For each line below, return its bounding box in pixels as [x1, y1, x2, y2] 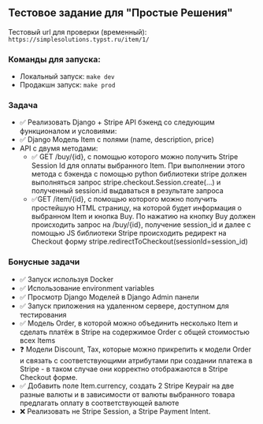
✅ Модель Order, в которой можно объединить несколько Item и [19, 318, 239, 328]
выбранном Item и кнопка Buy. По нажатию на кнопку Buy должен [31, 212, 256, 221]
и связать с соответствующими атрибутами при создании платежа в [19, 355, 254, 365]
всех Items [19, 335, 56, 345]
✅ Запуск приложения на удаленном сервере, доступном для [19, 301, 230, 311]
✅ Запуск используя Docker [19, 274, 114, 284]
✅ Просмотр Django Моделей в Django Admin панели [19, 292, 199, 302]
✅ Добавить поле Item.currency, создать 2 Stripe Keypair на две [19, 381, 235, 390]
